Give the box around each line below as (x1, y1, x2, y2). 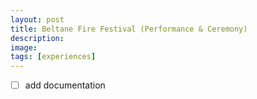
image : (10, 42, 38, 53)
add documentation (24, 79, 106, 91)
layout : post (10, 14, 65, 25)
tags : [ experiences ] (10, 52, 97, 62)
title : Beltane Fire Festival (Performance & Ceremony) (10, 24, 248, 34)
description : (10, 33, 65, 43)
